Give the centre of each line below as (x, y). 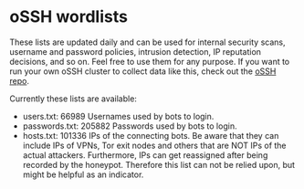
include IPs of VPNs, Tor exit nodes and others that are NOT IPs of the (154, 145)
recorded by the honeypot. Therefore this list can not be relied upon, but (158, 164)
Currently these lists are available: (73, 99)
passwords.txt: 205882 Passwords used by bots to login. (130, 126)
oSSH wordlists (68, 17)
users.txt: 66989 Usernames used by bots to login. (118, 116)
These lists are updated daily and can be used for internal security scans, (147, 42)
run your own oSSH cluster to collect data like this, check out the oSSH (143, 71)
